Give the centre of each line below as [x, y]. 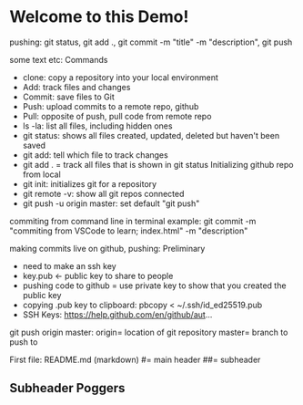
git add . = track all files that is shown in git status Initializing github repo [158, 164]
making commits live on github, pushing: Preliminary [107, 248]
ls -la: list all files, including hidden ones [97, 126]
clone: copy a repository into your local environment [120, 77]
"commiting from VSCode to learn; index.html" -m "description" [129, 231]
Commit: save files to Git [69, 97]
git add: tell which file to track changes [95, 155]
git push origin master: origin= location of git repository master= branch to [149, 332]
